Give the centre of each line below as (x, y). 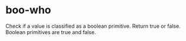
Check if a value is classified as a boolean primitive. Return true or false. (93, 26)
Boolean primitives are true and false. (51, 32)
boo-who (28, 10)
